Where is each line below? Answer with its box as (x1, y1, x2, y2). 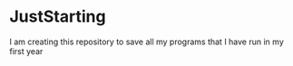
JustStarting (9, 6, 106, 27)
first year (9, 45, 44, 56)
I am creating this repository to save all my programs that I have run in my (9, 36, 284, 47)
